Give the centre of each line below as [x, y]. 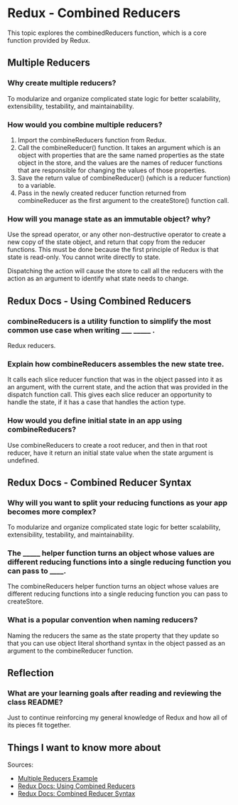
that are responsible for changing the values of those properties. [112, 170]
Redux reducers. [32, 345]
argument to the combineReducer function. [70, 651]
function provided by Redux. [49, 40]
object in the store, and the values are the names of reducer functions [120, 162]
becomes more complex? [52, 512]
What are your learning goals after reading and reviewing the [114, 693]
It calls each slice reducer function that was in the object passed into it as [115, 379]
